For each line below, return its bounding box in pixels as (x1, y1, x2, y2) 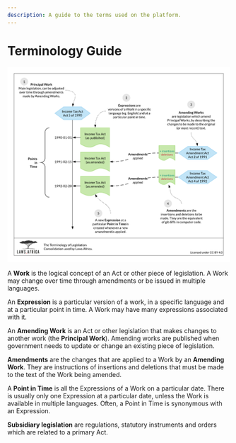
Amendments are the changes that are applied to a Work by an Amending (7, 355, 225, 364)
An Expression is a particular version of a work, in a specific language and (7, 298, 225, 306)
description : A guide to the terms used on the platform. (7, 11, 182, 18)
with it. (7, 313, 27, 321)
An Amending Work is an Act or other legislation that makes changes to (7, 327, 217, 335)
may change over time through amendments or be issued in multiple (7, 276, 206, 285)
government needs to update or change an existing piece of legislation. (7, 342, 215, 350)
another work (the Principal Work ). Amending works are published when (7, 334, 220, 342)
